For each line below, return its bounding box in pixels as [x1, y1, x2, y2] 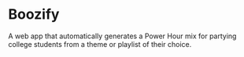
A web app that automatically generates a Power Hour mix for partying [8, 31, 237, 41]
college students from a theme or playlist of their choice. [8, 39, 192, 48]
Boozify [8, 5, 60, 23]
